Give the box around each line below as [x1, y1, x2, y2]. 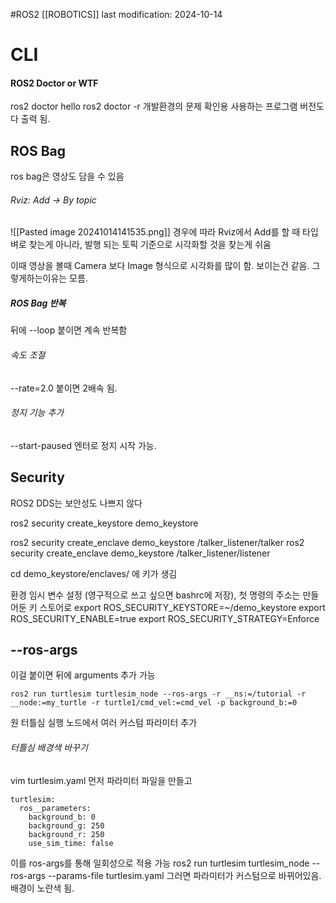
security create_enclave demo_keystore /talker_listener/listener [10, 547, 271, 559]
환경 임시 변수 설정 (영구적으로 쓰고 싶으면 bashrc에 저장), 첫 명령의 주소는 [10, 589, 301, 601]
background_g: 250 [28, 820, 105, 831]
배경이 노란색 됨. [10, 882, 75, 894]
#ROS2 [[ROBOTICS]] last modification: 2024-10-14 [10, 9, 223, 20]
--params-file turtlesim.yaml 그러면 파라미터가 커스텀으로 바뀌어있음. [48, 869, 322, 881]
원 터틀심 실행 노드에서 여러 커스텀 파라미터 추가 [10, 717, 198, 729]
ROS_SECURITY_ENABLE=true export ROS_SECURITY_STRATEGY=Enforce [10, 612, 320, 624]
